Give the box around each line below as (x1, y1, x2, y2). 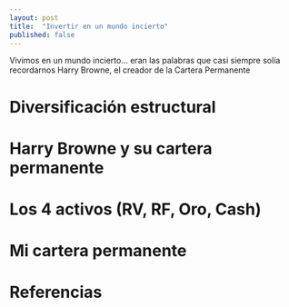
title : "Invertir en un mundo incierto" (9, 22, 169, 31)
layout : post (9, 13, 59, 23)
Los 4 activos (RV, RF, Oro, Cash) (9, 199, 262, 219)
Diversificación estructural (9, 96, 216, 117)
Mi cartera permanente (9, 241, 187, 262)
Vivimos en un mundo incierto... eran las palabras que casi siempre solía (9, 55, 281, 66)
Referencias (9, 282, 103, 302)
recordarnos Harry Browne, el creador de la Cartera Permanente (9, 64, 251, 75)
